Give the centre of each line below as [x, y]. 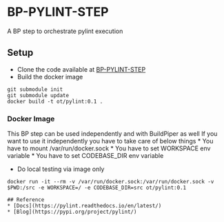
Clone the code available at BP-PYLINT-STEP [81, 69]
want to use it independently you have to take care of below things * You [110, 141]
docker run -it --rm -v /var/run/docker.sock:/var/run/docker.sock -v [111, 182]
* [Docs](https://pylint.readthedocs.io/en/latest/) [84, 206]
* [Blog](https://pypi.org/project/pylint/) [72, 212]
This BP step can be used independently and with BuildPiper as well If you [112, 134]
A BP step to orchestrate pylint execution [65, 31]
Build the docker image [50, 77]
